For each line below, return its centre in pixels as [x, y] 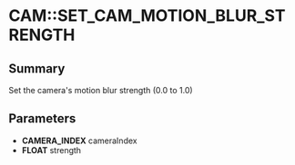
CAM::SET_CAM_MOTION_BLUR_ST [147, 16]
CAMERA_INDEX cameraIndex [79, 141]
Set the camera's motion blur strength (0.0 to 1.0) [101, 90]
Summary [37, 68]
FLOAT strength [51, 150]
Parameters [42, 119]
